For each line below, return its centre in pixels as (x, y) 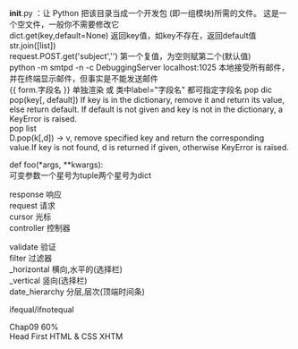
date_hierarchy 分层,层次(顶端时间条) (77, 292)
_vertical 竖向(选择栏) (48, 281)
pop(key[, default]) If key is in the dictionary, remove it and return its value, (147, 100)
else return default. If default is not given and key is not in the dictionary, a (146, 109)
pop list (23, 128)
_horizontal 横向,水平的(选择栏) (66, 269)
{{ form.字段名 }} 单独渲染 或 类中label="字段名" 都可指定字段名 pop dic (141, 89)
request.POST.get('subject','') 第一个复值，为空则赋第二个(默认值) (130, 56)
